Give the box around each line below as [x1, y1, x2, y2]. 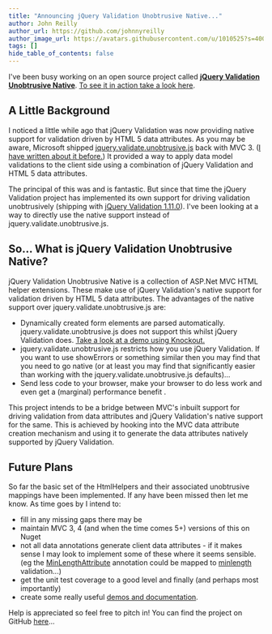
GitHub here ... [8, 617, 55, 627]
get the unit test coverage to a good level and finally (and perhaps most [19, 575, 259, 585]
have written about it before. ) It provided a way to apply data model [8, 151, 233, 161]
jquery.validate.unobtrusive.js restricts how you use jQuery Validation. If [19, 344, 261, 353]
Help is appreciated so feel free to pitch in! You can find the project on [8, 608, 243, 618]
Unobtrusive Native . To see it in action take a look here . [8, 80, 196, 90]
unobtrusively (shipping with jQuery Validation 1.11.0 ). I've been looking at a [8, 201, 259, 211]
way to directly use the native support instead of [8, 210, 170, 220]
